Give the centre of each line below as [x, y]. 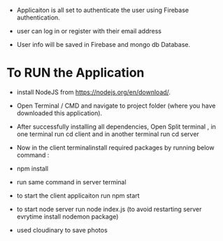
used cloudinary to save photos [62, 230]
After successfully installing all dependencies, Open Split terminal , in [116, 126]
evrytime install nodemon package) [67, 217]
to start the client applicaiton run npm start [78, 196]
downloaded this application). [59, 113]
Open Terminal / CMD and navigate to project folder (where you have [116, 105]
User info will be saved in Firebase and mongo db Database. [103, 44]
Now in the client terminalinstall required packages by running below [115, 147]
